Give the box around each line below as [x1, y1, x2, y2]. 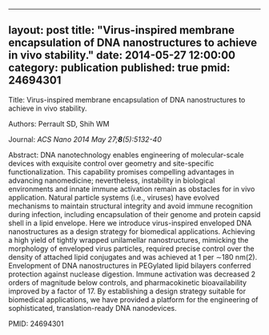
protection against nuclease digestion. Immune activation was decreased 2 [8, 269, 256, 279]
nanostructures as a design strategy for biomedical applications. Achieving [8, 226, 255, 236]
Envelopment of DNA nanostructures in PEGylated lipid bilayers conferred [8, 260, 251, 270]
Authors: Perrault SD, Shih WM [8, 119, 110, 128]
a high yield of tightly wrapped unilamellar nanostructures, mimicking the [8, 235, 249, 244]
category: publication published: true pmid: [8, 61, 231, 75]
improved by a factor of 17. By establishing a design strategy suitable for [8, 286, 247, 296]
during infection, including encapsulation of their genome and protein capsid [8, 209, 261, 219]
